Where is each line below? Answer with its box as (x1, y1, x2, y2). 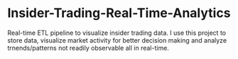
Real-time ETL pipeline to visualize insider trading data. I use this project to (7, 28, 226, 37)
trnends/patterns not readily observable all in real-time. (7, 43, 169, 52)
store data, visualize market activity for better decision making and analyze (7, 36, 227, 44)
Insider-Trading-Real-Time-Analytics (7, 5, 231, 21)
